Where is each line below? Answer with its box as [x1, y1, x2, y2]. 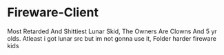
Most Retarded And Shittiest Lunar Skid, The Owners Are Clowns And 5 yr [7, 27, 217, 35]
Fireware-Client [7, 5, 99, 20]
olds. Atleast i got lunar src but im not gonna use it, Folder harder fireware [7, 34, 217, 42]
